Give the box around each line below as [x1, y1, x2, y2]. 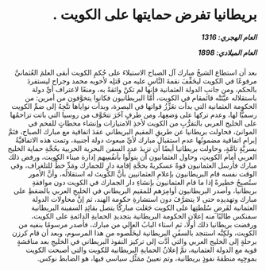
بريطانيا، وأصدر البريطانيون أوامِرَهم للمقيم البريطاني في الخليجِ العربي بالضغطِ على [13, 186, 257, 196]
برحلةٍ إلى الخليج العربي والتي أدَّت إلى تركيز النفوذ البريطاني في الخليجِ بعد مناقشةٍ [17, 237, 257, 246]
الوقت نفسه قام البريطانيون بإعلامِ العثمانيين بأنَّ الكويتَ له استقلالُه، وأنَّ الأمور [28, 169, 257, 179]
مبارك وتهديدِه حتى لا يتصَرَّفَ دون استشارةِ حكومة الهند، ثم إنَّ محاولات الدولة [31, 195, 257, 204]
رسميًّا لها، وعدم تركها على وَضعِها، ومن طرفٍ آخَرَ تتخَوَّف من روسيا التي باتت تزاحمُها [10, 110, 257, 120]
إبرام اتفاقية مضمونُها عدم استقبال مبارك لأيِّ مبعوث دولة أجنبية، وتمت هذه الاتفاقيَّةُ [15, 135, 257, 145]
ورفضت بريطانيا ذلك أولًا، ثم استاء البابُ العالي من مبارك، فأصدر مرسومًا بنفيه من [17, 220, 257, 230]
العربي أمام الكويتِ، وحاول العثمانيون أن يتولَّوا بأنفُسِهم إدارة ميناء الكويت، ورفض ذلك [8, 153, 257, 162]
